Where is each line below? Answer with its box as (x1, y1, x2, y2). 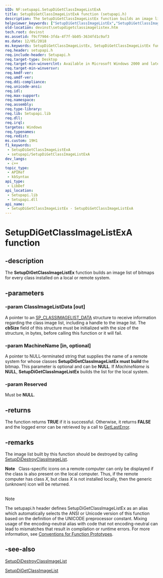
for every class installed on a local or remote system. (5, 275, 111, 281)
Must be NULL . (5, 392, 35, 398)
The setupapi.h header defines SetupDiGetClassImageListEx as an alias (5, 506, 148, 511)
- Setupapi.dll (7, 197, 38, 202)
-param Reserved (5, 381, 48, 388)
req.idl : (5, 89, 23, 93)
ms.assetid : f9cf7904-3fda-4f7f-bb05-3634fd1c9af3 (5, 35, 110, 39)
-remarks (5, 438, 34, 447)
